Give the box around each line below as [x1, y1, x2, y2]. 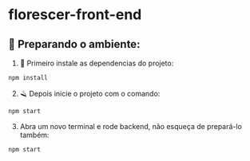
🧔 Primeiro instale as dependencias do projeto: [19, 58, 174, 68]
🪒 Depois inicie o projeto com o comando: [19, 88, 161, 98]
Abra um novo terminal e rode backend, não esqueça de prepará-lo [19, 121, 242, 131]
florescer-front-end [8, 6, 142, 24]
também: [19, 130, 50, 139]
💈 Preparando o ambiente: [8, 37, 141, 51]
